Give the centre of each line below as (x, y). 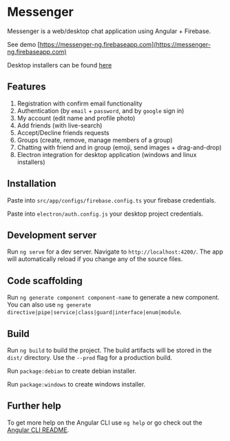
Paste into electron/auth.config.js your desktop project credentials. (105, 214)
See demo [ (23, 44)
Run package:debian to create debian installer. (72, 371)
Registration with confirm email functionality (80, 103)
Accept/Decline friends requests (63, 132)
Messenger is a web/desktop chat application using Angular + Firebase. (109, 31)
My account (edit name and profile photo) (76, 118)
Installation (32, 184)
